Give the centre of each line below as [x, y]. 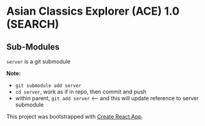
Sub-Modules [33, 47]
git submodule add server [48, 86]
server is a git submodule [39, 61]
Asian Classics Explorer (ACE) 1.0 [93, 11]
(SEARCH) [33, 24]
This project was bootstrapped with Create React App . [75, 117]
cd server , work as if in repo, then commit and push [81, 92]
